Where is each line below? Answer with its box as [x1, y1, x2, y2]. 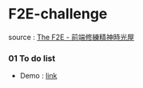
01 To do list [8, 53, 56, 64]
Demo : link [19, 71, 58, 81]
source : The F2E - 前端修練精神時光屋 [8, 32, 135, 42]
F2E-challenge [8, 5, 108, 23]
